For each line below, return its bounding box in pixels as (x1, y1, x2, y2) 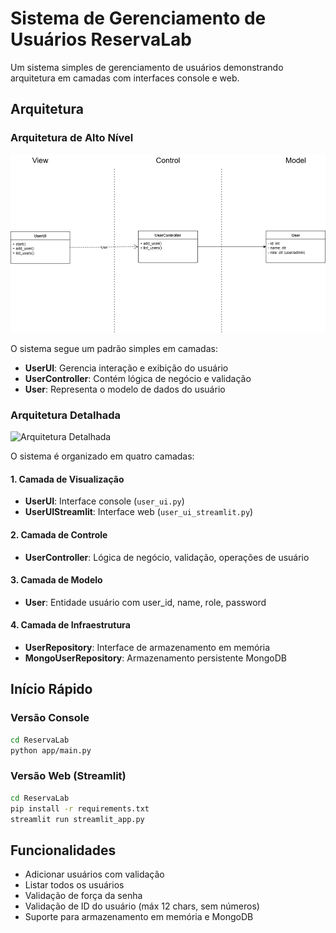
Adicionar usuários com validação (24, 868, 165, 881)
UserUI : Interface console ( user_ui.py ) (24, 495, 185, 507)
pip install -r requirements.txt (10, 803, 150, 814)
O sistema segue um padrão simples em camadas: (10, 342, 218, 354)
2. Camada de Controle (10, 529, 108, 541)
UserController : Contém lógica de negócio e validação (24, 372, 252, 384)
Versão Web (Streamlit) (10, 769, 127, 783)
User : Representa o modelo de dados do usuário (24, 383, 226, 395)
